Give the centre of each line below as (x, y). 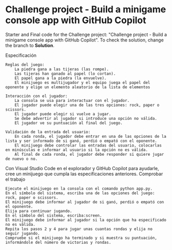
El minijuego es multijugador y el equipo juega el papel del (82, 82)
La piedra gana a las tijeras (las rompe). (62, 69)
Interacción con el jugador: (36, 96)
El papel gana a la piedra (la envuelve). (61, 78)
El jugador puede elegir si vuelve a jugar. (63, 114)
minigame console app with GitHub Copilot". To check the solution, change (85, 40)
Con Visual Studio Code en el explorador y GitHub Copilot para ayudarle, (82, 168)
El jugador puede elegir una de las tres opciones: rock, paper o (87, 105)
